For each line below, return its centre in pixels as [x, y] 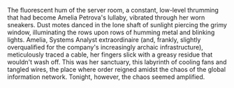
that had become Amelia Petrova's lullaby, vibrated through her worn [106, 17]
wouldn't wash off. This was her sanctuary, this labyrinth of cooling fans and [117, 62]
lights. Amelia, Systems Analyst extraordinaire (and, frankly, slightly [104, 40]
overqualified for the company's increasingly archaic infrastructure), [105, 47]
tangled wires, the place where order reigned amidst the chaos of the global [116, 69]
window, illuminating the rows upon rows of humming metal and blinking [111, 32]
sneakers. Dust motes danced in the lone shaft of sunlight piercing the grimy [117, 25]
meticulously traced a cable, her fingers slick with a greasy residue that [110, 54]
